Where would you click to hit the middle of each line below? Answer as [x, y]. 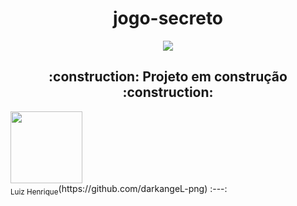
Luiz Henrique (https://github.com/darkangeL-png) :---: [119, 189]
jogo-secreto [168, 18]
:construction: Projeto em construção [168, 77]
